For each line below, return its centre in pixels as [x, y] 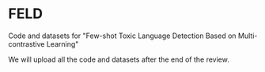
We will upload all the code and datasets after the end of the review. [119, 59]
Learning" [62, 44]
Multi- [248, 36]
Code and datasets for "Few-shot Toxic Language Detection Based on [122, 36]
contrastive [26, 44]
